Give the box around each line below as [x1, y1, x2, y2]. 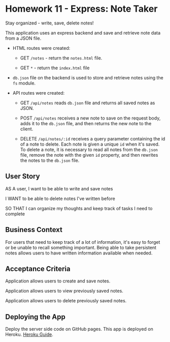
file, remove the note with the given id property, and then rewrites [20, 152, 158, 158]
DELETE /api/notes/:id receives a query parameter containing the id [20, 135, 165, 141]
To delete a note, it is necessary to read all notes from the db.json [20, 146, 158, 153]
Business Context [5, 225, 62, 234]
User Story [5, 172, 40, 181]
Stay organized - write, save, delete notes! [5, 20, 94, 26]
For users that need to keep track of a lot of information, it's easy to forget [5, 239, 160, 245]
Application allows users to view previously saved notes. [5, 288, 123, 294]
